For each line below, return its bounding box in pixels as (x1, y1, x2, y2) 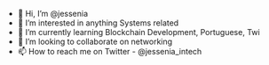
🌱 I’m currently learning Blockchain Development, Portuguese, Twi (17, 27, 260, 37)
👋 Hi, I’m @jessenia (17, 9, 89, 18)
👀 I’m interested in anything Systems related (17, 18, 179, 28)
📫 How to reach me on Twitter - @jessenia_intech (17, 47, 202, 56)
